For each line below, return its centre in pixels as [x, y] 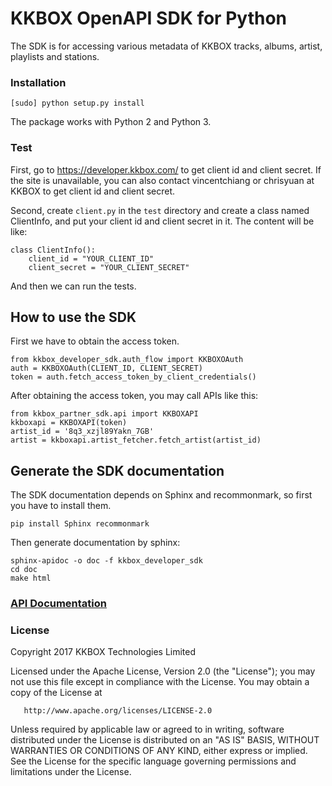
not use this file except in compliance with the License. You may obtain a [160, 682]
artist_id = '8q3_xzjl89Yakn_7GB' [82, 432]
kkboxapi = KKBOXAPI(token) [69, 423]
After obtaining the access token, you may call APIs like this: [134, 396]
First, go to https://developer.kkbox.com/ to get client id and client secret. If [166, 169]
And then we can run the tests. [73, 286]
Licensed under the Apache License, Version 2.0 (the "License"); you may [163, 671]
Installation [38, 82]
